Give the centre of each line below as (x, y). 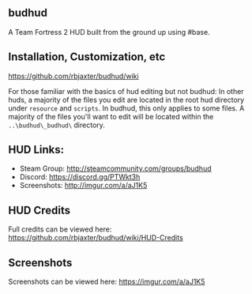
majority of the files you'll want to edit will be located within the (111, 116)
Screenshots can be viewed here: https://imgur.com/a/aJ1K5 (107, 282)
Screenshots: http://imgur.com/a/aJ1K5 (83, 186)
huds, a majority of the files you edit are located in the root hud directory (126, 100)
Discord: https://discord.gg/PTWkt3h (80, 177)
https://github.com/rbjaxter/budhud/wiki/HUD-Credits (96, 238)
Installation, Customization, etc (87, 57)
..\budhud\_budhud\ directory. (56, 125)
